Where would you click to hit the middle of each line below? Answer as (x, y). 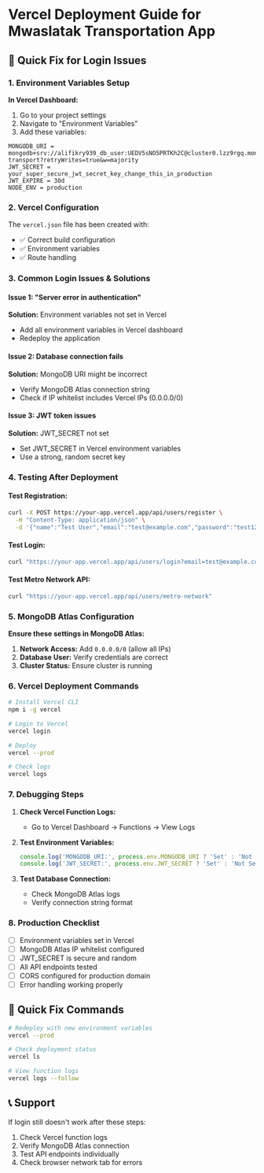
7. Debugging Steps (46, 795)
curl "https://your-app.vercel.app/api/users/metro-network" (110, 596)
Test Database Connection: (65, 879)
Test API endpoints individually (69, 1154)
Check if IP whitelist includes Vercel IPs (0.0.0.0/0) (101, 397)
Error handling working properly (71, 984)
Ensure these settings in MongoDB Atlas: (77, 633)
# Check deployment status (52, 1049)
